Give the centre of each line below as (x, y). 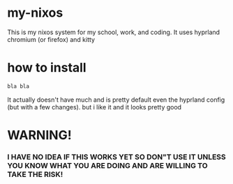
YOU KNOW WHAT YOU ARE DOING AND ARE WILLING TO (107, 165)
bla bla (18, 86)
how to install (47, 68)
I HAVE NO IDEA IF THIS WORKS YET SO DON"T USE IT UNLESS (117, 157)
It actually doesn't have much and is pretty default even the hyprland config (116, 100)
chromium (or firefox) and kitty (51, 39)
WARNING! (39, 135)
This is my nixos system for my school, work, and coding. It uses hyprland (114, 32)
